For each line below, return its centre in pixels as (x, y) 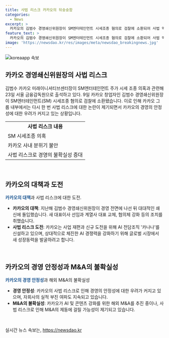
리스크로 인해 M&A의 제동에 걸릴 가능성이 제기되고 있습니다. (76, 310)
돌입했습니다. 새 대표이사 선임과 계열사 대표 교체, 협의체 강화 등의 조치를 (92, 215)
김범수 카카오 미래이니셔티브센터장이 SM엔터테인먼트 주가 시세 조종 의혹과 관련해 (84, 88)
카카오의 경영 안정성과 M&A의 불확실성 (62, 267)
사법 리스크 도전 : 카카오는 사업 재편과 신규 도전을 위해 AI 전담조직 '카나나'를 (86, 227)
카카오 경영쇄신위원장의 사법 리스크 (56, 75)
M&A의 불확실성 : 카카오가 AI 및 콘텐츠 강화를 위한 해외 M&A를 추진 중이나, (86, 303)
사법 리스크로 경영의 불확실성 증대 (45, 155)
